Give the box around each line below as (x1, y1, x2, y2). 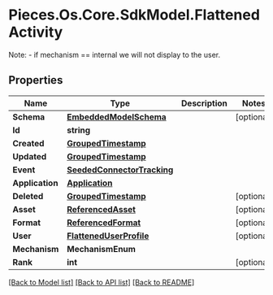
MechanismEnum (66, 243, 136, 254)
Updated (12, 150, 47, 162)
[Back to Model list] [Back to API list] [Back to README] (8, 277, 195, 287)
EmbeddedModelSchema (66, 111, 167, 123)
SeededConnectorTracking (66, 164, 174, 176)
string (66, 124, 91, 136)
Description (181, 98, 227, 109)
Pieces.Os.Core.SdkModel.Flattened (8, 6, 260, 24)
